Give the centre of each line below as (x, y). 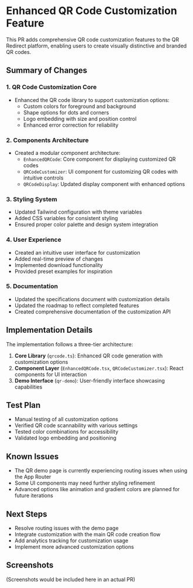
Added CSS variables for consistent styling (66, 218)
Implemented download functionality (59, 265)
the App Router (33, 477)
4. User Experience (34, 240)
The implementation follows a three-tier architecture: (70, 344)
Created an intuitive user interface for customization (77, 252)
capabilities (28, 387)
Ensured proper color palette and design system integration (86, 225)
